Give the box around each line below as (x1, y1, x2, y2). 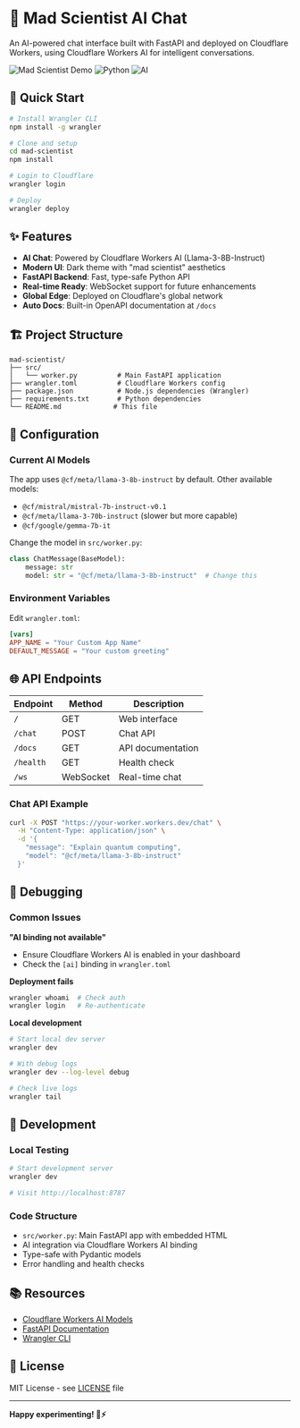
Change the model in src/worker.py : (9, 537, 143, 548)
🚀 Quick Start (9, 90, 85, 106)
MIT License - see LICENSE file (9, 1382, 124, 1393)
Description (133, 698, 185, 710)
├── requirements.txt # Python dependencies (9, 395, 202, 404)
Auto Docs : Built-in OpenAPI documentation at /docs (21, 300, 217, 311)
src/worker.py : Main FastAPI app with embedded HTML (21, 1230, 228, 1241)
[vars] (9, 630, 34, 639)
